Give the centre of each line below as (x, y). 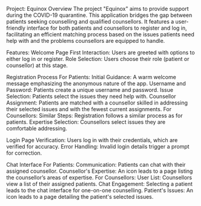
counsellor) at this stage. (37, 65)
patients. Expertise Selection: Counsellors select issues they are (86, 122)
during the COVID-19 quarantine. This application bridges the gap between (99, 15)
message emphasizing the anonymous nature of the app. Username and (96, 83)
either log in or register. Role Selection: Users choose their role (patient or (98, 59)
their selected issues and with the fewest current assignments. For (89, 109)
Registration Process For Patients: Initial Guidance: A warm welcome (91, 77)
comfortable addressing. (37, 128)
